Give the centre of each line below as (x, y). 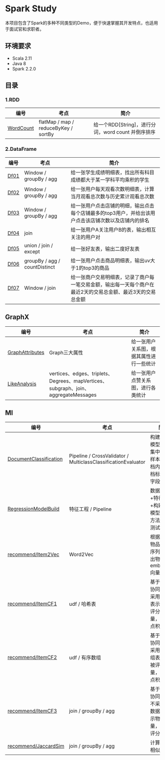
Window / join (40, 288)
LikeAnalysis (22, 383)
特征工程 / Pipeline (90, 509)
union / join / (39, 245)
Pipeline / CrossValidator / (99, 456)
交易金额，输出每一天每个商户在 (117, 284)
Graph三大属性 (66, 352)
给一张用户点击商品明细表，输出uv (110, 260)
